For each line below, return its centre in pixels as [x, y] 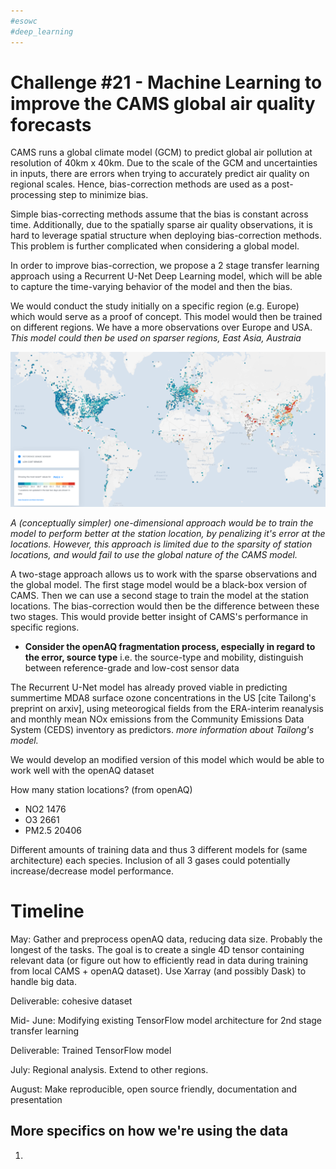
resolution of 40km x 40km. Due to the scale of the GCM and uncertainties [164, 163]
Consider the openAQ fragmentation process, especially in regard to [170, 646]
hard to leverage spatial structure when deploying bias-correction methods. [166, 236]
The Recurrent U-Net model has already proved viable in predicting [149, 687]
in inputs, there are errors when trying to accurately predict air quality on [160, 174]
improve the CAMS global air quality [163, 103]
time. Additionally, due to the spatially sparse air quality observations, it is [161, 225]
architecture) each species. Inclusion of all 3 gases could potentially [150, 860]
